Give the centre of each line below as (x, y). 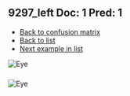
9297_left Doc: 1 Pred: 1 (65, 13)
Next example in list (51, 48)
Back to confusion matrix (60, 31)
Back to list (37, 40)
